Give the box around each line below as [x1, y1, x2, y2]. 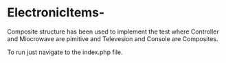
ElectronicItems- [7, 5, 105, 21]
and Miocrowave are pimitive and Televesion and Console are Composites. [7, 34, 218, 42]
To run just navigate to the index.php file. [7, 48, 123, 56]
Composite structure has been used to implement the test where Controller [7, 27, 219, 36]
